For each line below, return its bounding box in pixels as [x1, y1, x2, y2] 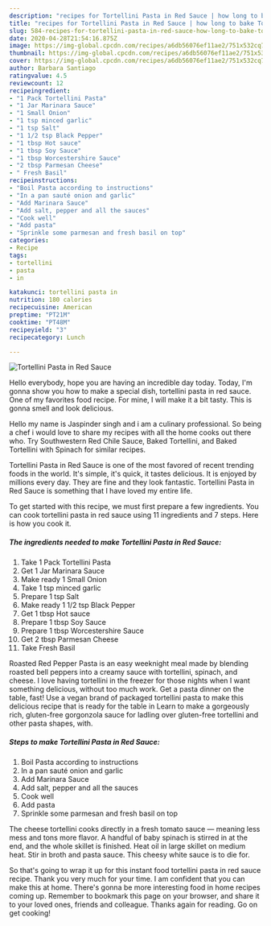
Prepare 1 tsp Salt [20, 592, 80, 601]
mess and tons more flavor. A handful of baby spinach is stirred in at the [9, 833, 248, 842]
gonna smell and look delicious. [9, 403, 114, 413]
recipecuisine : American [9, 304, 92, 312]
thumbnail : [9, 49, 46, 57]
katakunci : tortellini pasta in [9, 288, 117, 296]
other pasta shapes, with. [9, 718, 93, 729]
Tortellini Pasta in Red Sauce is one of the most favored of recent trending [9, 461, 254, 470]
